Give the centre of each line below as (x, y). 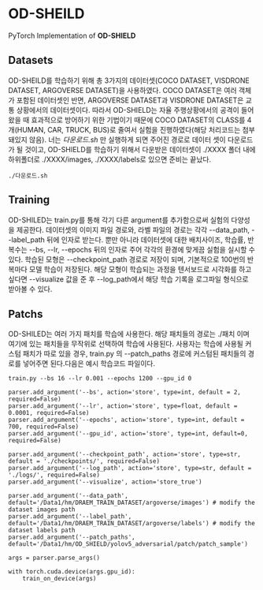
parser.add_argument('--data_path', (68, 496)
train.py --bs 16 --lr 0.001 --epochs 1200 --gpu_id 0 (100, 379)
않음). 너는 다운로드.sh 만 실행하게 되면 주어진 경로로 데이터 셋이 (127, 140)
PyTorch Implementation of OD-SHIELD (72, 35)
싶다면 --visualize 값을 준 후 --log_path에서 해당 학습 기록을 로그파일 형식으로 (129, 279)
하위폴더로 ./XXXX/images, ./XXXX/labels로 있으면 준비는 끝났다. (110, 159)
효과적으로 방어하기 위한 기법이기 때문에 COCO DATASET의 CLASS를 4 (141, 120)
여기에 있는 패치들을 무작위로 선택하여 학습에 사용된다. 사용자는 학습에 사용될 (126, 344)
